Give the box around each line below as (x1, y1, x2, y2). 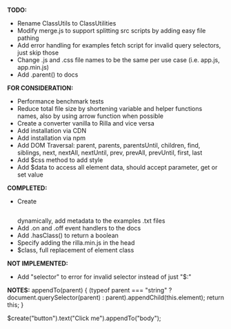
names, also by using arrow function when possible (17, 112, 164, 120)
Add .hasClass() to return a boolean (17, 231, 119, 239)
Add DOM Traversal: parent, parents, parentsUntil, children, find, (17, 141, 201, 149)
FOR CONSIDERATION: (7, 84, 74, 92)
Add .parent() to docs (17, 70, 79, 79)
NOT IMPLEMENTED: (7, 259, 68, 268)
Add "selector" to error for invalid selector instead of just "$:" (17, 272, 192, 281)
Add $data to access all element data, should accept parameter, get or (17, 163, 218, 171)
